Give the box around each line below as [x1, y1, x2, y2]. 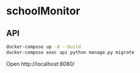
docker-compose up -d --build [6, 44, 82, 50]
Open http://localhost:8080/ [6, 60, 75, 67]
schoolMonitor [6, 4, 80, 18]
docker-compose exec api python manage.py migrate [6, 49, 135, 55]
